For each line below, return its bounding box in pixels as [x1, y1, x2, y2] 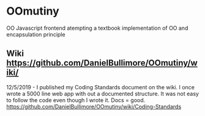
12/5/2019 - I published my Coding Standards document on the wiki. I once [6, 83, 195, 90]
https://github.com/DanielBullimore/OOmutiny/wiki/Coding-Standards [6, 103, 182, 110]
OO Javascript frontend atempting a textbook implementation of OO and [6, 24, 188, 32]
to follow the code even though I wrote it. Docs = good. [6, 96, 146, 104]
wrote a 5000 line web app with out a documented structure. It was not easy [6, 90, 199, 97]
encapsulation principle [6, 30, 65, 38]
